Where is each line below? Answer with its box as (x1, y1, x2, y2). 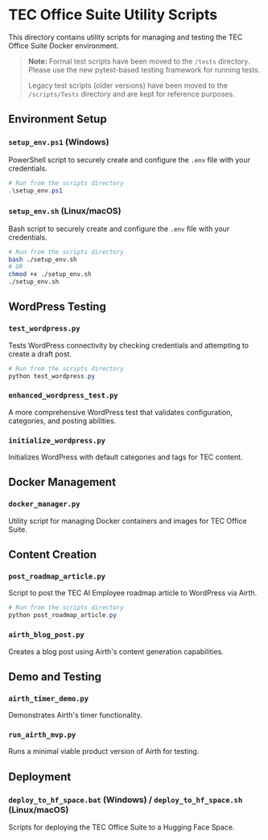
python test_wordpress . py (8, 372, 95, 380)
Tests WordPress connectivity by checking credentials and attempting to (8, 340, 249, 350)
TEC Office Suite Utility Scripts (8, 6, 218, 24)
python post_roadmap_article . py (8, 611, 117, 620)
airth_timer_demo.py (8, 694, 89, 703)
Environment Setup (8, 113, 107, 126)
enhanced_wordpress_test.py (8, 391, 118, 400)
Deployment (8, 770, 72, 784)
